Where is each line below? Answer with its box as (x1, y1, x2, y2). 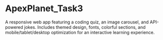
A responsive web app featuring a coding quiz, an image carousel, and (5, 19, 149, 25)
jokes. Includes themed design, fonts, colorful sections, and (24, 24, 146, 30)
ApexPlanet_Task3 (5, 3, 83, 14)
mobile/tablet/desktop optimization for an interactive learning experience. (5, 29, 155, 35)
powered (5, 24, 23, 30)
